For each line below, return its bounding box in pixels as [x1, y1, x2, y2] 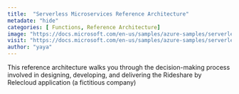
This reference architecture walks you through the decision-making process [7, 63, 230, 71]
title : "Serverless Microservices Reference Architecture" [7, 10, 190, 18]
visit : [7, 37, 27, 44]
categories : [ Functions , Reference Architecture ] [7, 23, 161, 31]
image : [7, 30, 27, 38]
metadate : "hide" [7, 17, 59, 24]
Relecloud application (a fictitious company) [7, 78, 137, 86]
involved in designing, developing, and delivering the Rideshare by [7, 70, 202, 79]
